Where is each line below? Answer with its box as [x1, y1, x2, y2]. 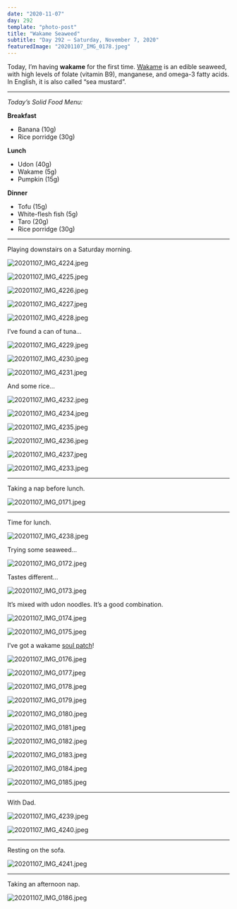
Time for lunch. [7, 518, 51, 526]
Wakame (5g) [17, 167, 57, 176]
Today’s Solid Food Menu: [7, 98, 83, 106]
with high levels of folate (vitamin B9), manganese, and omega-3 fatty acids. [7, 70, 229, 78]
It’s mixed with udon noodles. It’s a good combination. [7, 601, 164, 608]
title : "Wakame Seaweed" [7, 30, 80, 37]
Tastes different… [7, 573, 59, 581]
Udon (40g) [17, 160, 52, 168]
